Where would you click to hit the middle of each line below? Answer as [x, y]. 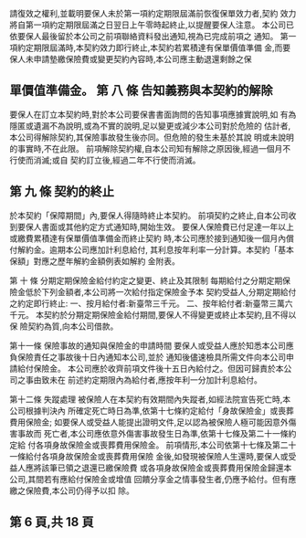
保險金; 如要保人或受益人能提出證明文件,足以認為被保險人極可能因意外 [157, 422]
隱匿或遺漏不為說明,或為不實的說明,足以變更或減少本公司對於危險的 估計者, [150, 125]
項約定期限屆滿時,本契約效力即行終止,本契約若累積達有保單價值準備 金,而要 [150, 47]
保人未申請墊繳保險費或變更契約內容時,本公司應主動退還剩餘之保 [131, 59]
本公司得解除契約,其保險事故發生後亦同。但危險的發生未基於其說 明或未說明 [152, 137]
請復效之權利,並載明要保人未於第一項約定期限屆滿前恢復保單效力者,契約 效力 [153, 13]
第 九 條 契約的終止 [62, 191]
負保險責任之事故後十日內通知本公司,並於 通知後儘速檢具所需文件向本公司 [148, 357]
